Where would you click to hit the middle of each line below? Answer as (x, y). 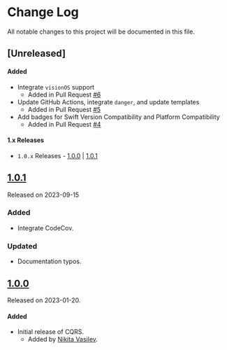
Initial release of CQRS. (51, 332)
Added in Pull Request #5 (64, 109)
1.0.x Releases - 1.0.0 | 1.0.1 (57, 155)
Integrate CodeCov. (45, 227)
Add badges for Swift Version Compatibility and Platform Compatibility (118, 117)
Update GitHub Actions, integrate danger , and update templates (108, 101)
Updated (22, 246)
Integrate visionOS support (56, 87)
